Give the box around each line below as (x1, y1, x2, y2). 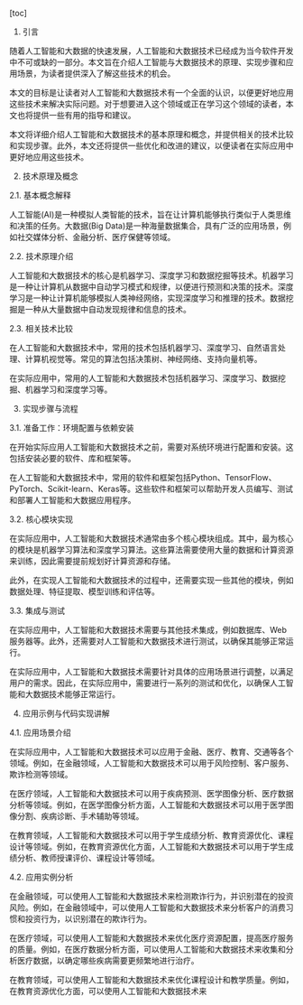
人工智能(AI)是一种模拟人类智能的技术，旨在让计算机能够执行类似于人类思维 (9, 209, 291, 219)
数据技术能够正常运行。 (32, 689, 120, 699)
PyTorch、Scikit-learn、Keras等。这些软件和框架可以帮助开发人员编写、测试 (9, 483, 294, 494)
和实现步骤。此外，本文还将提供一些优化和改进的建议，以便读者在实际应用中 (9, 140, 294, 151)
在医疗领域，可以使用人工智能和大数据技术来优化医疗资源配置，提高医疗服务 (9, 933, 294, 943)
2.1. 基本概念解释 (9, 190, 72, 200)
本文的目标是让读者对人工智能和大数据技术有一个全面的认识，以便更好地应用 (9, 88, 294, 98)
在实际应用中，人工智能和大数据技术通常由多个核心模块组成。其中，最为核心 (9, 533, 294, 544)
